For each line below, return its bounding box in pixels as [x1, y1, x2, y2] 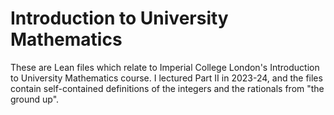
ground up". [10, 93, 60, 105]
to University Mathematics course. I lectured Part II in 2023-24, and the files [10, 72, 323, 84]
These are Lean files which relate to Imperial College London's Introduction [10, 61, 320, 73]
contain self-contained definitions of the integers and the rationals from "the [10, 82, 325, 94]
